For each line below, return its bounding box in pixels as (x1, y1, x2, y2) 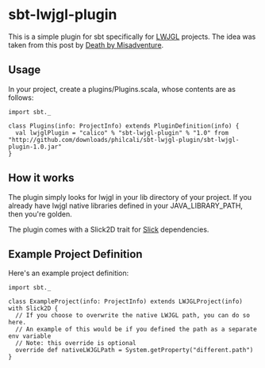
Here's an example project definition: (8, 268, 129, 278)
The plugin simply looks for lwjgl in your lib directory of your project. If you (8, 192, 252, 201)
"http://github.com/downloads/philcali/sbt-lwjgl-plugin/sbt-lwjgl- (8, 136, 240, 144)
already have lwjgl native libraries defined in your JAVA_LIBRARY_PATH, (8, 201, 244, 210)
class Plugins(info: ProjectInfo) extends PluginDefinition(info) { (8, 121, 240, 130)
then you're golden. (8, 209, 73, 219)
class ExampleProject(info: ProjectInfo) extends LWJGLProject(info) (8, 297, 244, 306)
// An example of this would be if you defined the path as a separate (15, 325, 258, 334)
